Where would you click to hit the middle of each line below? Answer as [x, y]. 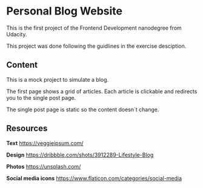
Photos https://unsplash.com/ [44, 166]
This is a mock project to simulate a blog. [58, 79]
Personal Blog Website [65, 11]
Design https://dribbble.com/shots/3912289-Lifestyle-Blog [80, 155]
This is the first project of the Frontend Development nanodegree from [94, 28]
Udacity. [17, 34]
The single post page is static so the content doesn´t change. [83, 109]
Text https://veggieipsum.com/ [45, 143]
